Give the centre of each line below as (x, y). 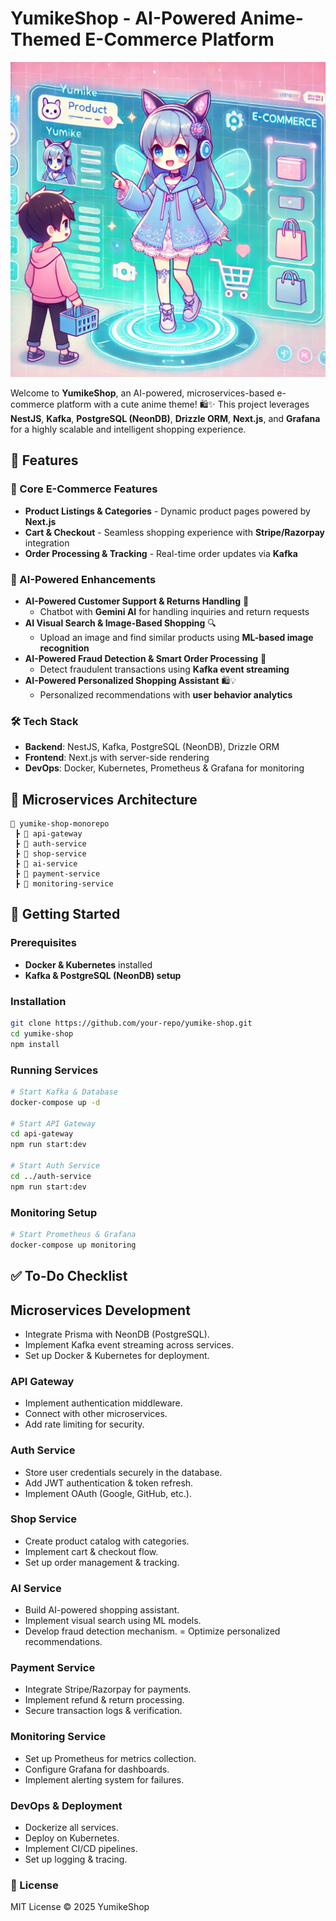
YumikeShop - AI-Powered (123, 18)
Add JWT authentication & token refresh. (109, 1483)
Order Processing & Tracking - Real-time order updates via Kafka (161, 553)
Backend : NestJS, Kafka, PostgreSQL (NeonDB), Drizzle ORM (152, 747)
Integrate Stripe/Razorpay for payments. (108, 1689)
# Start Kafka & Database (64, 1092)
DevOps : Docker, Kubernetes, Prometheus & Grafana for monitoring (164, 768)
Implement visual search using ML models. (113, 1621)
